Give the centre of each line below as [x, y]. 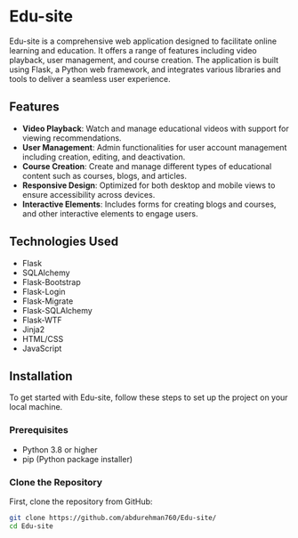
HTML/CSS [43, 338]
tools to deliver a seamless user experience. [90, 78]
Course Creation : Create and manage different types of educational [147, 166]
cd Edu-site [31, 526]
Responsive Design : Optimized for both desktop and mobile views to [149, 185]
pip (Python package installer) [77, 459]
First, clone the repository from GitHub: [81, 501]
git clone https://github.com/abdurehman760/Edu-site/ [113, 518]
